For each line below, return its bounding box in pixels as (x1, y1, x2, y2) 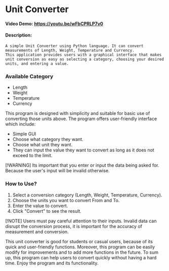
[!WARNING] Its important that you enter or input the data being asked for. (5, 162, 159, 168)
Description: (5, 32, 32, 38)
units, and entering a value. (5, 61, 69, 66)
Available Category (5, 72, 54, 80)
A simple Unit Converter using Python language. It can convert (5, 43, 144, 49)
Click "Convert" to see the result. (12, 208, 82, 214)
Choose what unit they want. (12, 142, 72, 148)
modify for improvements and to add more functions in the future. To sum (5, 249, 158, 255)
